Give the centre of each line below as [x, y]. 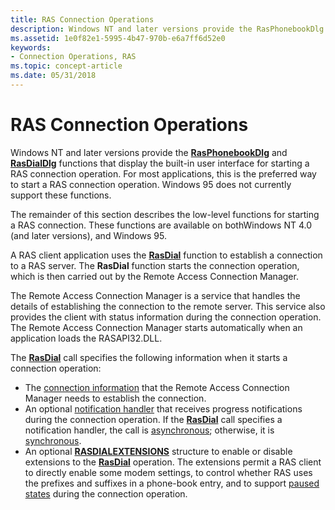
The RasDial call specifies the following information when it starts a [149, 357]
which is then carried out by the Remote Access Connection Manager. [154, 276]
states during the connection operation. [106, 493]
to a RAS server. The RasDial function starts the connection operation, [155, 265]
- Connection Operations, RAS [73, 57]
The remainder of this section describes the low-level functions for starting [165, 214]
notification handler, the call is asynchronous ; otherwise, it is [149, 430]
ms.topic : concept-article [66, 66]
